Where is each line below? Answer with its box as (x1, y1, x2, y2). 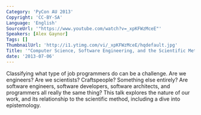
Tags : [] (6, 37, 28, 43)
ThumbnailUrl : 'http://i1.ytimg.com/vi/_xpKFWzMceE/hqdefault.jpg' (6, 43, 178, 49)
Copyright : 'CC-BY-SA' (6, 14, 63, 20)
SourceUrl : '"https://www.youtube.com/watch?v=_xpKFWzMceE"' (6, 25, 162, 32)
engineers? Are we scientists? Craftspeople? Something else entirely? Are (6, 76, 188, 83)
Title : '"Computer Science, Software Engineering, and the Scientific (6, 48, 186, 54)
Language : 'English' (6, 20, 58, 26)
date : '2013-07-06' (6, 53, 55, 59)
